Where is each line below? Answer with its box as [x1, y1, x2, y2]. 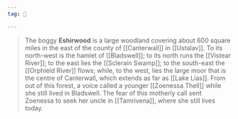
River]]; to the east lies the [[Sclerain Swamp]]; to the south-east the [24, 58, 225, 67]
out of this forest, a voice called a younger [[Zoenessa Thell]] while [24, 81, 222, 89]
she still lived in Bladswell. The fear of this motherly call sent [24, 89, 202, 97]
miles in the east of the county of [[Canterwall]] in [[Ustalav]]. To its [24, 43, 223, 52]
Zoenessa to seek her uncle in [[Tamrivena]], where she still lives [24, 96, 215, 105]
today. [24, 103, 44, 112]
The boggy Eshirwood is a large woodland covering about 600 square [24, 36, 231, 45]
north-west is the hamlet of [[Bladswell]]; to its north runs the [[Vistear [24, 51, 231, 59]
